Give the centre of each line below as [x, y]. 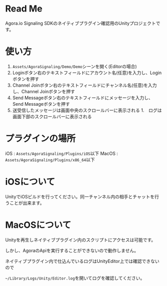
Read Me [24, 9]
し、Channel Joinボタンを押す [44, 91]
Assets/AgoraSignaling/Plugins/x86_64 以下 [50, 160]
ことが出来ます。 [27, 203]
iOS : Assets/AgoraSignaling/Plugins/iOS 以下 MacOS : [62, 153]
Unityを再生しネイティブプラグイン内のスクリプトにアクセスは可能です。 [80, 240]
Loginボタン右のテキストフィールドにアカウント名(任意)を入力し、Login [87, 73]
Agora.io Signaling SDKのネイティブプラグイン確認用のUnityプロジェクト [81, 23]
